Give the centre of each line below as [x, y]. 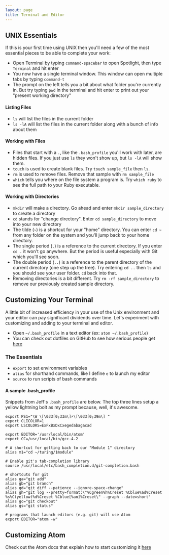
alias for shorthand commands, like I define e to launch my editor [81, 373]
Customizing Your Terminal [49, 300]
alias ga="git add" [26, 479]
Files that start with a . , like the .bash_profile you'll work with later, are [87, 152]
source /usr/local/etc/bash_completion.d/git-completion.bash [72, 466]
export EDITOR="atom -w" [31, 519]
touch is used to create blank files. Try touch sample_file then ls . [81, 168]
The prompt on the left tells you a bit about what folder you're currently [87, 85]
